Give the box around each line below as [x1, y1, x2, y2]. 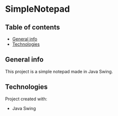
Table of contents [5, 23, 60, 31]
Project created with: [5, 96, 48, 102]
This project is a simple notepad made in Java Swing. [5, 68, 113, 74]
